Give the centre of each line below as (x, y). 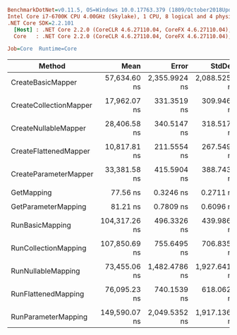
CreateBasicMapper (44, 83)
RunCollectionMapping (49, 248)
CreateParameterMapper (52, 174)
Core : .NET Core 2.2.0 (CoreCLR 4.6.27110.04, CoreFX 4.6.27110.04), (123, 36)
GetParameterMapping (49, 207)
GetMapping (31, 193)
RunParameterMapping (49, 317)
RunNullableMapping (45, 271)
